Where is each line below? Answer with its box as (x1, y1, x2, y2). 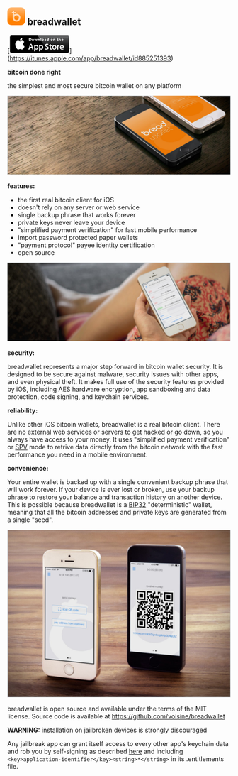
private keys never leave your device (17, 218, 125, 226)
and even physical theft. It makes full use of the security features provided (7, 378, 225, 386)
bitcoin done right (7, 67, 62, 76)
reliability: (7, 406, 38, 415)
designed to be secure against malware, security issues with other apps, (7, 370, 220, 378)
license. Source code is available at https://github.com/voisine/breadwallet (7, 712, 225, 721)
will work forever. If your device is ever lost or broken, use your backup (7, 486, 215, 494)
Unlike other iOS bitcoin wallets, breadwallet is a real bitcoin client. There (7, 420, 221, 429)
